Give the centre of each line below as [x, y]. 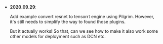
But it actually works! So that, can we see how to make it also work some [84, 31]
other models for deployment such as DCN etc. [58, 36]
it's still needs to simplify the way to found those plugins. [68, 22]
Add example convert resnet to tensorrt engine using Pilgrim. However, [82, 16]
